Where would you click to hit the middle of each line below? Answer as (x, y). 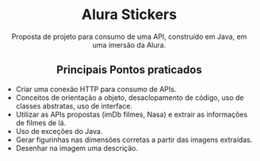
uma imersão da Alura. (129, 44)
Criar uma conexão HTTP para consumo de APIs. (96, 89)
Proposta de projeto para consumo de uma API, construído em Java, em (129, 36)
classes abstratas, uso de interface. (74, 105)
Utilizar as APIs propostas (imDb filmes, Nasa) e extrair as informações (132, 114)
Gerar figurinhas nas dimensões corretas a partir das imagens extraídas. (134, 140)
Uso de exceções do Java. (59, 131)
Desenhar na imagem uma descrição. (77, 148)
